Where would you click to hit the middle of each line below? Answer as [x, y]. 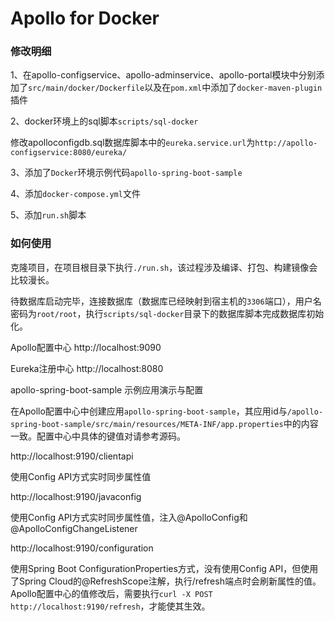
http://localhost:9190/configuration [82, 548]
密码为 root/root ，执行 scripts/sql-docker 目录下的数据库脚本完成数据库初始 [167, 313]
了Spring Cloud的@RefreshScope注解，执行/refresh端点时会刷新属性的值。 [166, 581]
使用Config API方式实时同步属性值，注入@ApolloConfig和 [129, 517]
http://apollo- [286, 143]
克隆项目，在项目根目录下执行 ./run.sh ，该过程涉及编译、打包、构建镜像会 [164, 267]
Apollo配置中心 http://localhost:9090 [86, 347]
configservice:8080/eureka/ [69, 153]
